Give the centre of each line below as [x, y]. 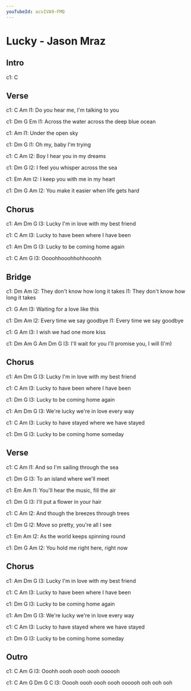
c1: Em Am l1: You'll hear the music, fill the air [61, 490]
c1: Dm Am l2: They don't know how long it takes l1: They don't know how [96, 291]
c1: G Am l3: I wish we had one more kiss [56, 332]
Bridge [19, 277]
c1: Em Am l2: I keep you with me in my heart [61, 179]
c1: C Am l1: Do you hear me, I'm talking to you [63, 110]
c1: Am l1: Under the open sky [42, 133]
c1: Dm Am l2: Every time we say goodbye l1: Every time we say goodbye [95, 321]
